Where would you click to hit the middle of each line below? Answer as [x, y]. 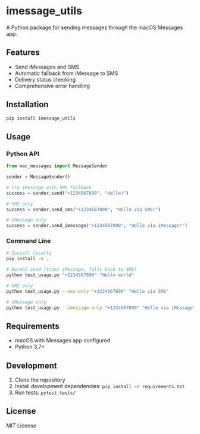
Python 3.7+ [30, 347]
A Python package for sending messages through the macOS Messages [95, 27]
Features [23, 53]
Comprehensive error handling [52, 86]
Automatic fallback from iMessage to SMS [66, 73]
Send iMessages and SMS [47, 67]
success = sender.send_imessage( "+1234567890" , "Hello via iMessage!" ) [97, 226]
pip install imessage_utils [41, 118]
